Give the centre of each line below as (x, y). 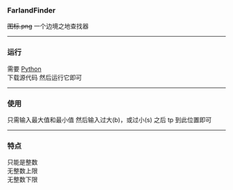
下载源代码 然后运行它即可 (44, 77)
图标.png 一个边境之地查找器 (48, 26)
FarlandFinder (32, 10)
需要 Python (24, 68)
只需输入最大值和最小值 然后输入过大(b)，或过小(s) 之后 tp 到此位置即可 (110, 120)
